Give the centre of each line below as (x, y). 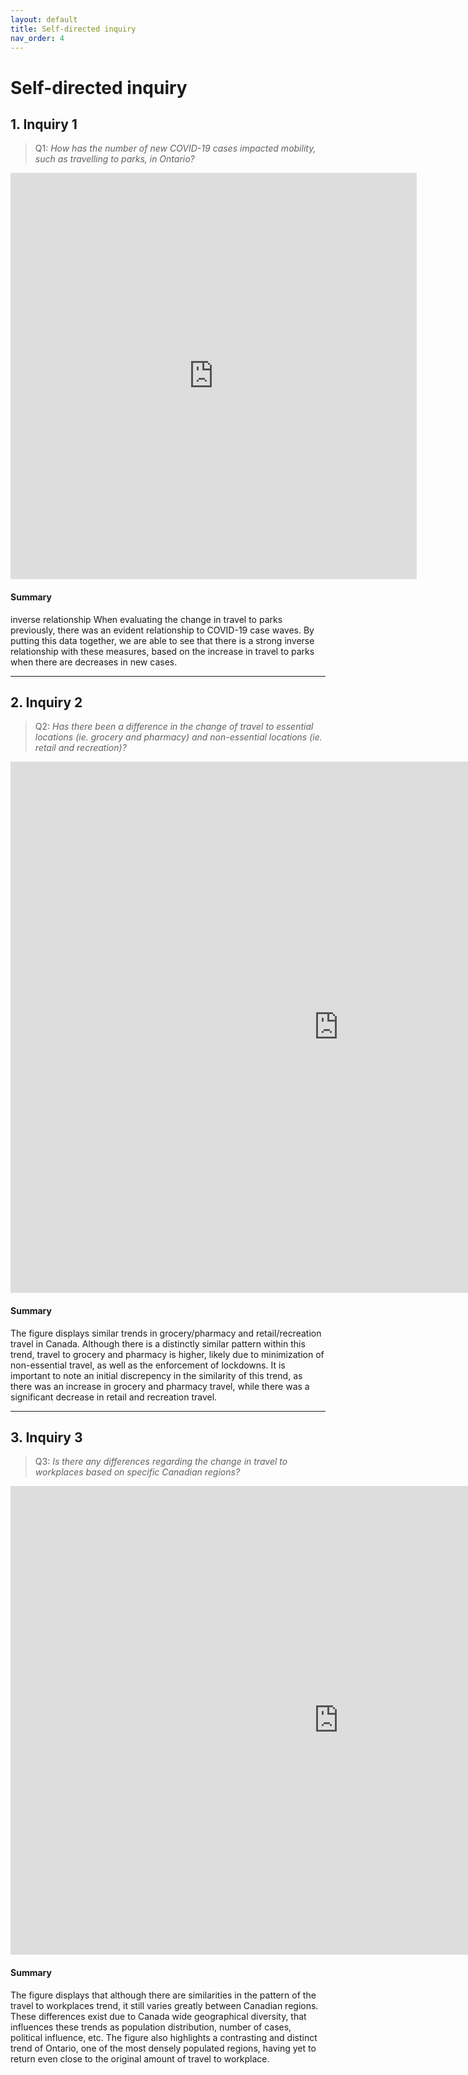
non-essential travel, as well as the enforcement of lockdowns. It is (148, 1365)
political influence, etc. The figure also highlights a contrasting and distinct (164, 2037)
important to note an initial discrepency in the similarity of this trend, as (156, 1375)
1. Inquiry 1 (44, 124)
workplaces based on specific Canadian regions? (137, 1472)
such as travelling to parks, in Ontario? (114, 159)
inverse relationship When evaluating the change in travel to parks (146, 619)
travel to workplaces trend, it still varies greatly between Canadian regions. (164, 2005)
